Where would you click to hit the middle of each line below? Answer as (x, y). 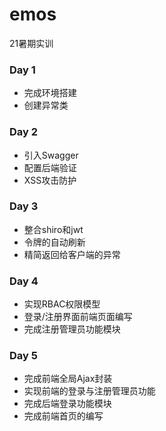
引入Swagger (51, 155)
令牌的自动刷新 (54, 242)
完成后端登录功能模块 (67, 404)
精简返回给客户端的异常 (72, 254)
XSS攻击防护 (50, 180)
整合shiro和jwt (53, 229)
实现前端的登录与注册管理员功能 (89, 391)
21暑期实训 (31, 43)
